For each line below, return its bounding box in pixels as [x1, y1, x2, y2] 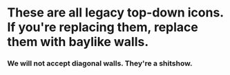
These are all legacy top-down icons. [7, 5, 224, 21]
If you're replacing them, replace [7, 19, 198, 35]
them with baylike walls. [7, 34, 149, 50]
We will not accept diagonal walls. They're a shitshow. [7, 58, 193, 68]
